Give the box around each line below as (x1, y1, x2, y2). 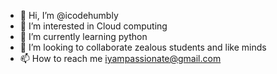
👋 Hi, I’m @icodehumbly (19, 10, 119, 21)
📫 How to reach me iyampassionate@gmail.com (19, 53, 222, 64)
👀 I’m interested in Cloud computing (19, 20, 168, 32)
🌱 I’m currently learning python (19, 31, 148, 42)
